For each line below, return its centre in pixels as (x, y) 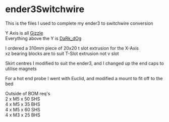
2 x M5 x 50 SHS (23, 99)
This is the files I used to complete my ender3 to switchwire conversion (79, 23)
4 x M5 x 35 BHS (23, 104)
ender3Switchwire (45, 9)
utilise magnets (21, 69)
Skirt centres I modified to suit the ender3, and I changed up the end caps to (84, 63)
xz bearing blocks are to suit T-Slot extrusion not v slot (62, 53)
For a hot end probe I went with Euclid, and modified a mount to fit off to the (84, 78)
